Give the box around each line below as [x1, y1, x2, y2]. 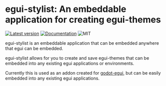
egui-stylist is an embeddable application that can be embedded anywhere [5, 40, 160, 46]
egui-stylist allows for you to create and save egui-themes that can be [5, 55, 150, 61]
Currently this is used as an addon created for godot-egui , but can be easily [5, 70, 161, 76]
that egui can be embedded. [5, 45, 63, 51]
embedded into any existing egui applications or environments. [5, 60, 135, 66]
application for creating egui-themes [5, 14, 161, 25]
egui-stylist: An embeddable [5, 3, 127, 15]
